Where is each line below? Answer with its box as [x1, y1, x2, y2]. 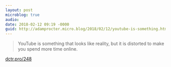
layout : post [5, 7, 33, 13]
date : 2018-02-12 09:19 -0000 [5, 21, 70, 27]
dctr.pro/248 [5, 56, 32, 62]
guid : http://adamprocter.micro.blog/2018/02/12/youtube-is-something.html [5, 27, 169, 32]
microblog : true [5, 12, 40, 17]
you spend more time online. [17, 46, 78, 52]
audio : [5, 17, 19, 22]
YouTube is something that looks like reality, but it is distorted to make [17, 40, 164, 47]
